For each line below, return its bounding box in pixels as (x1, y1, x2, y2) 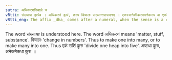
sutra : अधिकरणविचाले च (5, 7, 48, 13)
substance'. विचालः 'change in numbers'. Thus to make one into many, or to (5, 37, 160, 43)
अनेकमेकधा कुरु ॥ (5, 48, 36, 54)
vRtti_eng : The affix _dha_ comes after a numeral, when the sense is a (5, 17, 164, 22)
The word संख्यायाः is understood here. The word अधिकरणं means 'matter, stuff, (5, 31, 164, 37)
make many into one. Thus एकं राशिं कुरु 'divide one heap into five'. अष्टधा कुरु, (5, 43, 161, 49)
